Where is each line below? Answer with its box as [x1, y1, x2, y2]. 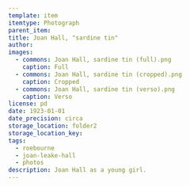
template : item [8, 11, 59, 20]
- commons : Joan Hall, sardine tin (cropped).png [15, 70, 182, 78]
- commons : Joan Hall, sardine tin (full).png [15, 56, 172, 64]
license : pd [8, 100, 47, 108]
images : [8, 48, 34, 56]
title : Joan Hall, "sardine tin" [8, 33, 119, 42]
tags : [8, 136, 26, 145]
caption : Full [22, 63, 69, 71]
